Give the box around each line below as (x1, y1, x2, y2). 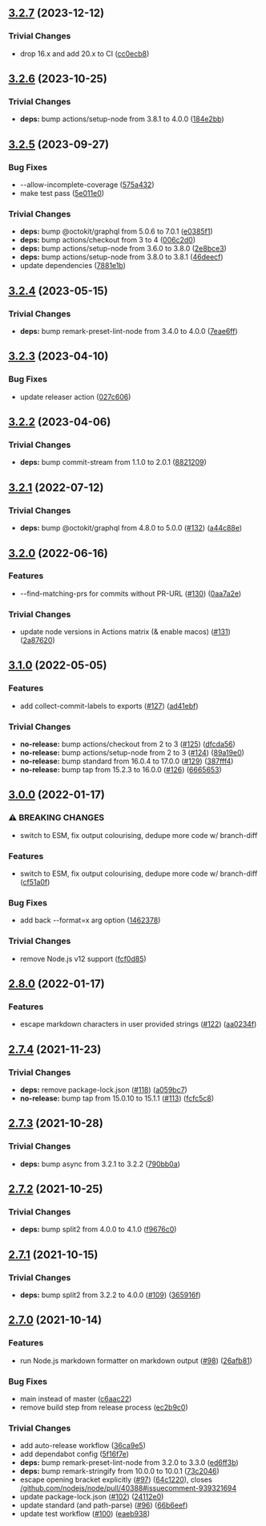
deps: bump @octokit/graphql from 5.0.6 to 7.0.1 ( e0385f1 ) (19, 226, 214, 236)
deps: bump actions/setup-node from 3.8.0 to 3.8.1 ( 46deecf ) (19, 252, 224, 262)
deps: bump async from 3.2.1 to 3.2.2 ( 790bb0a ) (19, 1159, 180, 1169)
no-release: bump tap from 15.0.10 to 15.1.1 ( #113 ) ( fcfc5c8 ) (19, 1093, 215, 1103)
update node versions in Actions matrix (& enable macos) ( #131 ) (19, 627, 231, 637)
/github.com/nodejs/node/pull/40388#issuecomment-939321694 (19, 1483, 237, 1493)
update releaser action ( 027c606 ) (19, 392, 131, 401)
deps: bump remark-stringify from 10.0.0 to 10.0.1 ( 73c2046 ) (19, 1467, 220, 1476)
